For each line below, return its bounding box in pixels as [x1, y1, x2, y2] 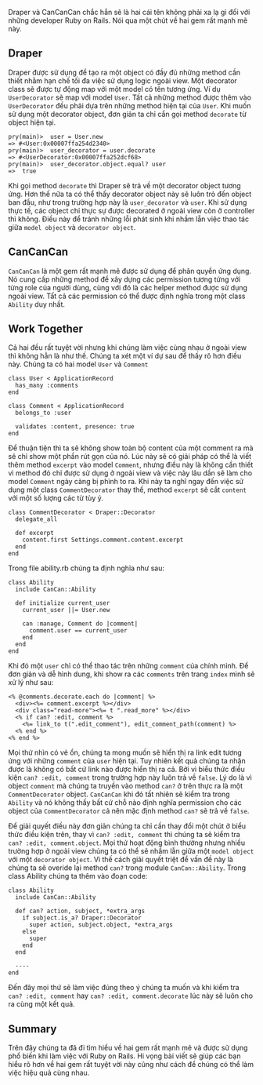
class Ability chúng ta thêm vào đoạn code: [8, 872, 148, 881]
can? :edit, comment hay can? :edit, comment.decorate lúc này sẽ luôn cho [8, 991, 253, 1000]
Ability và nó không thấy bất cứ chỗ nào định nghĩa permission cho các [8, 798, 243, 807]
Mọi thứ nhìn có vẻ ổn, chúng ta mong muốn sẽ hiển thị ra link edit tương [8, 748, 243, 757]
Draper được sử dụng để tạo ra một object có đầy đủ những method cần [8, 67, 241, 77]
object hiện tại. [8, 118, 56, 127]
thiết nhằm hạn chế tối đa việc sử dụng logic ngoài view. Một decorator [8, 75, 237, 86]
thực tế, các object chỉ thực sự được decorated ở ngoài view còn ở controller [8, 206, 255, 215]
